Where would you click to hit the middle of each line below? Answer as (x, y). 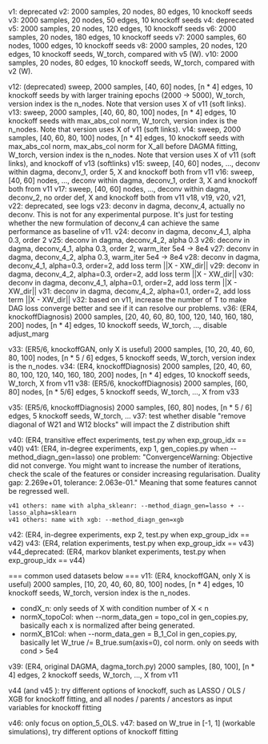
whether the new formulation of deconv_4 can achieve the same (114, 223)
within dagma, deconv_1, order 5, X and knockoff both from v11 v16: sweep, (131, 172)
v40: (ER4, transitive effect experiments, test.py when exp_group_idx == (128, 440)
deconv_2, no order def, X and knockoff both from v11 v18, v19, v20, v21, (127, 197)
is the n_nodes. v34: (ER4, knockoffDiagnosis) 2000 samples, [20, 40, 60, (130, 366)
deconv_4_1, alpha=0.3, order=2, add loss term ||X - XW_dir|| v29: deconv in (134, 265)
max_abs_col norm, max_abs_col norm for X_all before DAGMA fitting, (123, 146)
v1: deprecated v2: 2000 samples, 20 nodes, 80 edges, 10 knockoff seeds (130, 12)
